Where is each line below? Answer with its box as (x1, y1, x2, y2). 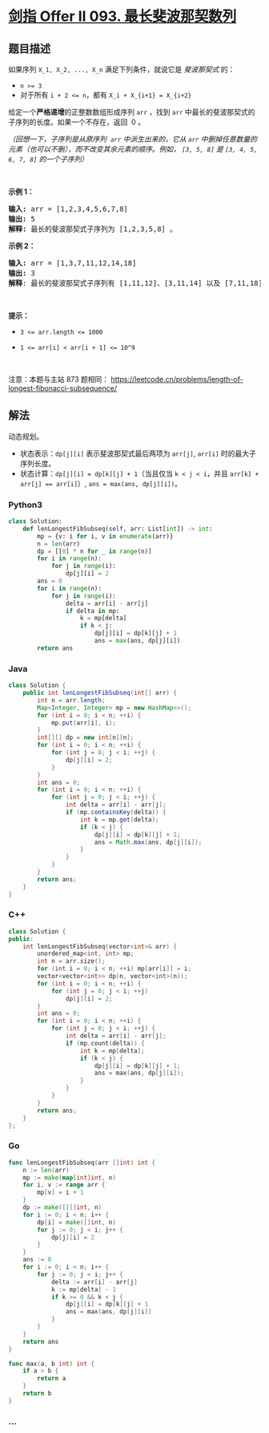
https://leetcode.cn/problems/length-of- (110, 375, 244, 384)
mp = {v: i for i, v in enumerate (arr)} (37, 532, 174, 540)
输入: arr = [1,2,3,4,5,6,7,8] (8, 205, 128, 213)
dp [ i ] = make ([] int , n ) (37, 1218, 116, 1226)
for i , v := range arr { (22, 1181, 106, 1189)
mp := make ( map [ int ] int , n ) (22, 1173, 116, 1182)
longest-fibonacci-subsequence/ (8, 384, 118, 393)
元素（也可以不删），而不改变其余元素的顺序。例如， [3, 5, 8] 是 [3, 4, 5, (8, 144, 258, 153)
